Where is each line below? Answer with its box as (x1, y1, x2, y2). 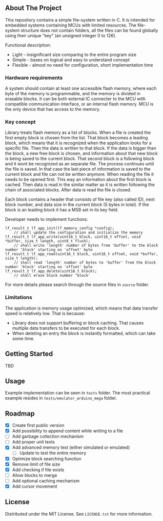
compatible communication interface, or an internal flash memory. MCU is (5, 101, 154, 107)
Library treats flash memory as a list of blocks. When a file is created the (5, 130, 151, 135)
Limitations (5, 294, 33, 301)
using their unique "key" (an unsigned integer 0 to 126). (5, 32, 117, 38)
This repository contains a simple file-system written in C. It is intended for (5, 17, 155, 23)
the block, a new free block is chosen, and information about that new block (5, 151, 158, 156)
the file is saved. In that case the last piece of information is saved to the (5, 166, 151, 172)
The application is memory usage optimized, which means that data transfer (5, 305, 158, 311)
